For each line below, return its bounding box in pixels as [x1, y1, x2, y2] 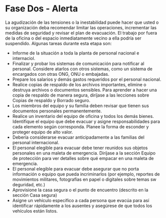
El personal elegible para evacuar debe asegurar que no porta [12, 165, 139, 171]
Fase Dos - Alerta [5, 3, 78, 14]
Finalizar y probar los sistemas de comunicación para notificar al [12, 60, 145, 66]
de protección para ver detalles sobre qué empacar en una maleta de [12, 155, 154, 161]
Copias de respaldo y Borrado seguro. [12, 97, 91, 103]
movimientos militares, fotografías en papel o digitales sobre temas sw [12, 176, 157, 182]
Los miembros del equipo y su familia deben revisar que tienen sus [12, 103, 149, 109]
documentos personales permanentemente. [12, 108, 102, 114]
